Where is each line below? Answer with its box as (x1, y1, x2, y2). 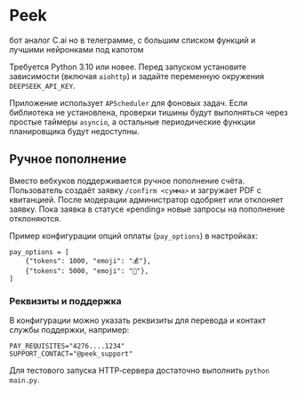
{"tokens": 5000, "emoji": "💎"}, (25, 266, 149, 276)
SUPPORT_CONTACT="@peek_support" (9, 350, 133, 358)
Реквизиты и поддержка (9, 294, 122, 307)
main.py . (9, 374, 40, 385)
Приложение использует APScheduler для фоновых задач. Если (9, 97, 248, 108)
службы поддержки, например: (9, 325, 130, 335)
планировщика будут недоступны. (9, 125, 140, 136)
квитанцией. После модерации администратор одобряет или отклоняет (9, 194, 284, 205)
